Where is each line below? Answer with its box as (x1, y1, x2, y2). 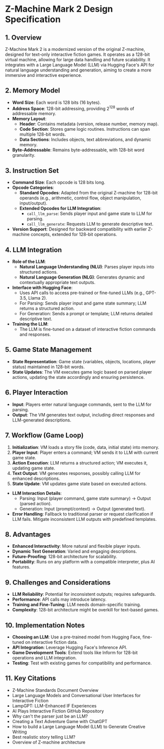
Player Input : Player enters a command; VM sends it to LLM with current (12, 449, 159, 455)
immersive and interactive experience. (5, 72, 82, 78)
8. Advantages (5, 530, 51, 538)
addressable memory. (12, 111, 56, 117)
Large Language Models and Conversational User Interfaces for (12, 692, 141, 698)
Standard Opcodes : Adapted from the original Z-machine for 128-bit (19, 190, 158, 196)
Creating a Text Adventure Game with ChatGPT (12, 718, 108, 724)
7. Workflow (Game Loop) (5, 431, 84, 440)
